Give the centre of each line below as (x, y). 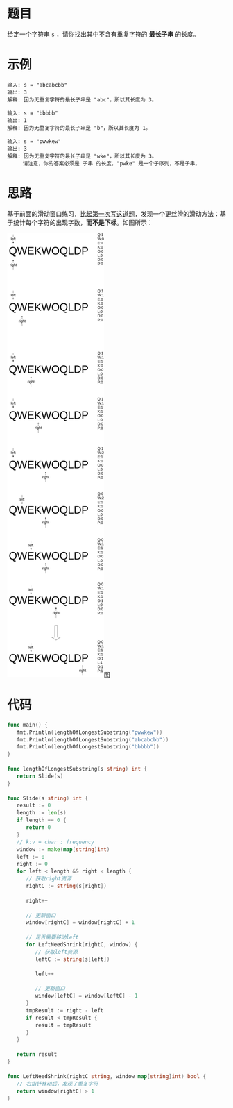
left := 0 (31, 857)
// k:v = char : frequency (55, 842)
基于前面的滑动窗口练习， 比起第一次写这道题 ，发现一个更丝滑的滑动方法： (113, 213)
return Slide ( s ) (40, 776)
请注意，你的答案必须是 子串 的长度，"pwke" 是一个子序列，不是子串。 (112, 163)
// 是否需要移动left (52, 937)
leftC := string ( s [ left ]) (72, 959)
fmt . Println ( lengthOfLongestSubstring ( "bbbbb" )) (88, 747)
